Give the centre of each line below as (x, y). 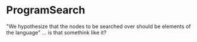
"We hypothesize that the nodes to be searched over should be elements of (99, 26)
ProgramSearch (46, 10)
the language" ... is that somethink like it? (56, 32)
